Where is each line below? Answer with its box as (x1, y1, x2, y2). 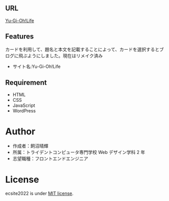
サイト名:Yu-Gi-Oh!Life (12, 63, 61, 69)
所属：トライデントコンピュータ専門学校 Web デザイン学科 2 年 (12, 149, 145, 155)
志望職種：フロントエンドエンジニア (12, 155, 89, 162)
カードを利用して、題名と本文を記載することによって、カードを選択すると (5, 46, 160, 52)
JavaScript (12, 102, 35, 108)
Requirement (5, 78, 47, 87)
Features (5, 32, 34, 41)
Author (5, 126, 35, 137)
